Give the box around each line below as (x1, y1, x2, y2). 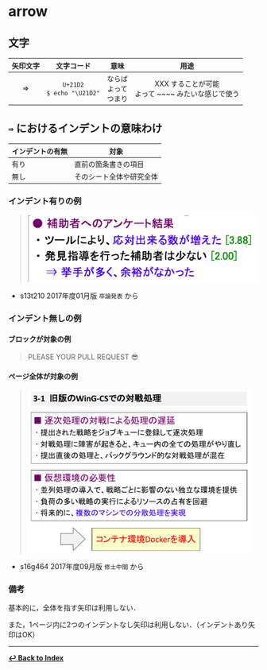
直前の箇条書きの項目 (74, 159, 145, 168)
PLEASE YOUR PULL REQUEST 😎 (27, 352, 139, 362)
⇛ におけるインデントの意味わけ (8, 122, 163, 135)
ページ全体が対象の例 (8, 371, 78, 381)
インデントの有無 (11, 146, 68, 156)
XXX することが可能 (154, 79, 220, 88)
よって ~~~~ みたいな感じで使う (134, 88, 240, 98)
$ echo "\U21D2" (46, 89, 101, 97)
